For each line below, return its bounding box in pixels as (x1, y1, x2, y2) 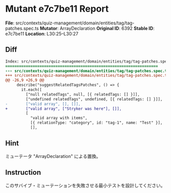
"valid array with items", (30, 115, 88, 121)
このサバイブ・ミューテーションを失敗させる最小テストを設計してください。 (5, 182, 165, 188)
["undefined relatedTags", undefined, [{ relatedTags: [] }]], (25, 96, 163, 102)
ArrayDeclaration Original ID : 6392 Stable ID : (60, 25, 155, 31)
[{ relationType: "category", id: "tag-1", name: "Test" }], (30, 120, 163, 125)
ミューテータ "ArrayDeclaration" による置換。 (5, 153, 101, 159)
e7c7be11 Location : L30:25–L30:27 (5, 30, 79, 37)
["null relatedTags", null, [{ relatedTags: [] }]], (25, 92, 140, 97)
